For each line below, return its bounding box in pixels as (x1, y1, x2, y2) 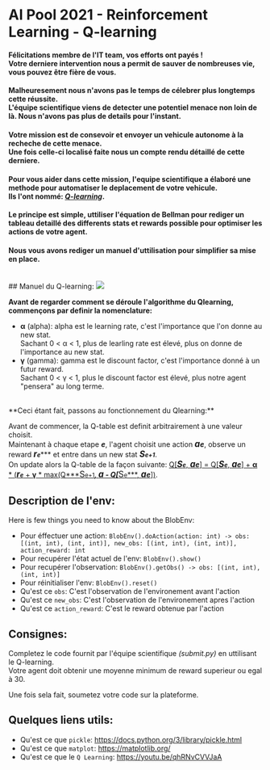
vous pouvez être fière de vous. (8, 67, 117, 77)
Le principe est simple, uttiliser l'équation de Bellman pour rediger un (8, 210, 244, 220)
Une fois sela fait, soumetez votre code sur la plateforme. (8, 689, 199, 700)
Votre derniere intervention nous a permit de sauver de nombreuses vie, (8, 58, 255, 68)
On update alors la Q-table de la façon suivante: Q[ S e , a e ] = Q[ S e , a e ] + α (8, 459, 258, 470)
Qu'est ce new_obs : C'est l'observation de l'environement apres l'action (19, 595, 255, 605)
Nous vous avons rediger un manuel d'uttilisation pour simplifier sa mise (8, 245, 256, 255)
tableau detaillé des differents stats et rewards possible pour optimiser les (8, 218, 263, 228)
